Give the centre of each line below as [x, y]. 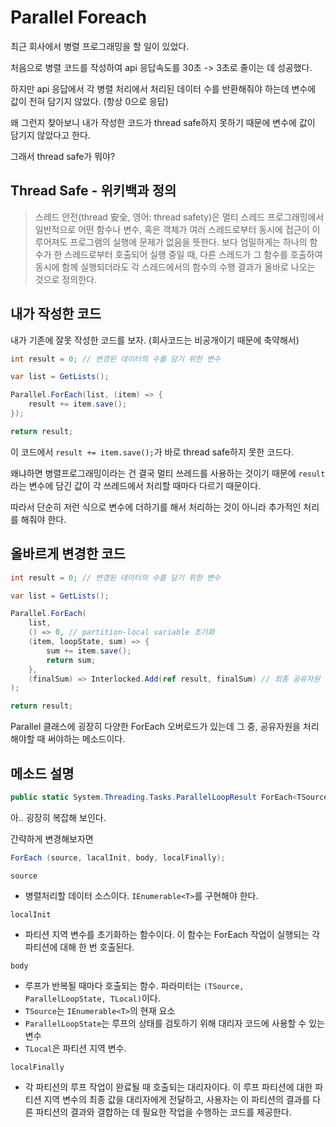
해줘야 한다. [43, 519]
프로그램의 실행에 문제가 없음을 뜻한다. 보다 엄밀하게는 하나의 [188, 242]
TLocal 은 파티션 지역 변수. [75, 1048]
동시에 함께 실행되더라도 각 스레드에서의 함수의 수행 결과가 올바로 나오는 [175, 267]
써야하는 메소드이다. [86, 739]
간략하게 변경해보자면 [52, 838]
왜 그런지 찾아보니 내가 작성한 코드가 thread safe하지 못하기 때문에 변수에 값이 [163, 122]
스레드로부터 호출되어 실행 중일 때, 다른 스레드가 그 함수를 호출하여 [193, 254]
